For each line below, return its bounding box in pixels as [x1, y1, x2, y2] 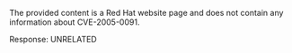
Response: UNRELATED [9, 34, 97, 44]
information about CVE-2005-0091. [9, 17, 140, 27]
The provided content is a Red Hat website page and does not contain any [9, 8, 284, 18]
